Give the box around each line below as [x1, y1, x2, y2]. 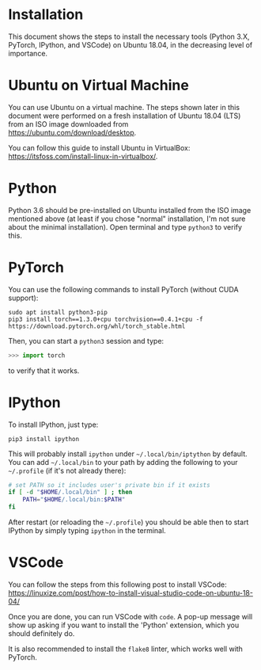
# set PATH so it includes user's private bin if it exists [8, 481, 211, 489]
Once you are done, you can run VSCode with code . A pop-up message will [8, 612, 253, 621]
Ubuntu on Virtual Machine [8, 77, 190, 94]
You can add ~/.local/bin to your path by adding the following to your [8, 457, 238, 466]
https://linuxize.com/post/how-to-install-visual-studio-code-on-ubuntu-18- [8, 588, 253, 597]
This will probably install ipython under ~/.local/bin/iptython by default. [8, 449, 248, 459]
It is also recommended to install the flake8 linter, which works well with [8, 644, 244, 653]
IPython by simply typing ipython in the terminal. [8, 526, 166, 535]
